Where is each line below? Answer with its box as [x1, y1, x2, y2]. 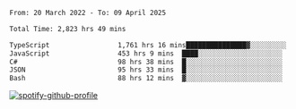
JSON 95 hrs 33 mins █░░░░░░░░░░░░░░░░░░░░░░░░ [9, 65, 283, 75]
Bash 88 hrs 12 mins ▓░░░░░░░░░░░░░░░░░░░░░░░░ [9, 74, 283, 83]
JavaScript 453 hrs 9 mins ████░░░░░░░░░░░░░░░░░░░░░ [9, 49, 283, 58]
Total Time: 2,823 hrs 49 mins [9, 24, 126, 33]
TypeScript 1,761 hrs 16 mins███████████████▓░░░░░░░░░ [9, 40, 287, 49]
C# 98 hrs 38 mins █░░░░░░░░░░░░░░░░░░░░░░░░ [9, 57, 283, 66]
